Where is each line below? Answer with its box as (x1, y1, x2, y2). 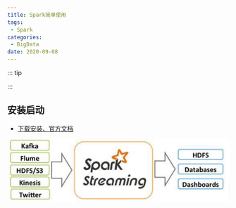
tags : (7, 18, 23, 26)
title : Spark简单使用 (7, 11, 67, 18)
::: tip (7, 69, 23, 77)
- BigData (10, 41, 39, 48)
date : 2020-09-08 (7, 48, 58, 56)
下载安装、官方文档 (17, 124, 74, 133)
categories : (7, 34, 42, 41)
